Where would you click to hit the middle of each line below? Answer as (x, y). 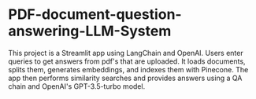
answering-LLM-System (90, 31)
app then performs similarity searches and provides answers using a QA (125, 78)
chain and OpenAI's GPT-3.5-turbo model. (77, 86)
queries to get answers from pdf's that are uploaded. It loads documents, (127, 61)
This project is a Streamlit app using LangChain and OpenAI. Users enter (126, 53)
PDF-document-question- (95, 15)
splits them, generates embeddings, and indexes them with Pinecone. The (128, 69)
